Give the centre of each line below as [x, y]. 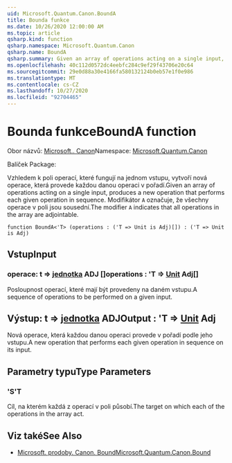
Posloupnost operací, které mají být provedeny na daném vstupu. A [102, 289]
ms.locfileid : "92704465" [44, 98]
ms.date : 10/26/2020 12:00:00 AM [55, 26]
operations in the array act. [46, 414]
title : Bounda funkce [38, 20]
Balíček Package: [32, 164]
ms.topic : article [34, 33]
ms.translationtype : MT [42, 78]
